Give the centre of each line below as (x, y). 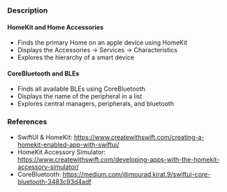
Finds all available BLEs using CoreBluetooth (81, 89)
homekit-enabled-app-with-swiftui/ (68, 145)
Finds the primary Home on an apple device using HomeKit (102, 43)
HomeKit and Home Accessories (55, 27)
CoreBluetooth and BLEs (43, 73)
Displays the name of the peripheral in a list (80, 96)
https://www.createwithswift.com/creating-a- (139, 137)
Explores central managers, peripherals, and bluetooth (96, 104)
